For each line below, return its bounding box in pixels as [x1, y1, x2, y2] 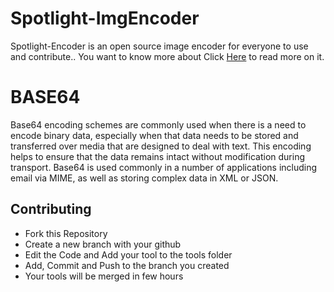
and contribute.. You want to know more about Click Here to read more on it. [10, 50, 325, 62]
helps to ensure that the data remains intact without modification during [10, 150, 305, 162]
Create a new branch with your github [24, 238, 182, 250]
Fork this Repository [24, 227, 108, 239]
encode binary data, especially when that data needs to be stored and [10, 129, 299, 141]
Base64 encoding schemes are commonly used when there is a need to [10, 118, 307, 131]
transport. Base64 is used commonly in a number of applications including [10, 161, 318, 173]
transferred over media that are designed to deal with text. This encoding [10, 140, 312, 152]
